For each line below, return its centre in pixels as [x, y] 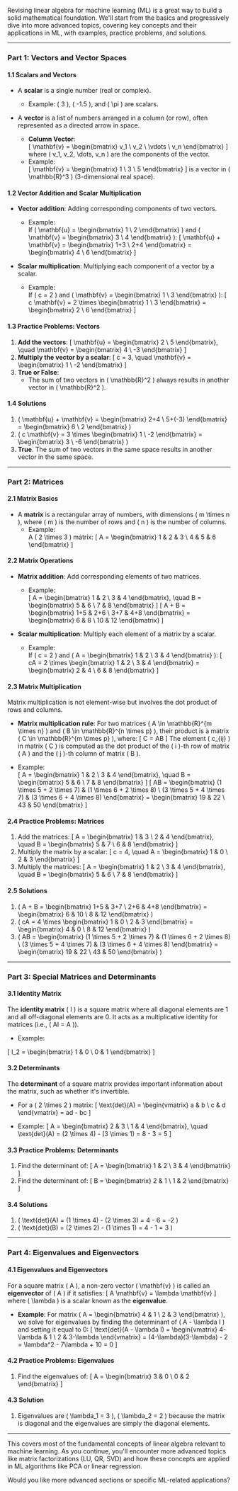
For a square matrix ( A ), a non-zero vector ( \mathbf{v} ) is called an [109, 1286]
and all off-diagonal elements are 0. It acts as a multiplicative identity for [113, 1016]
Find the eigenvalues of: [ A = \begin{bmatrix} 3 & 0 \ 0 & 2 [103, 1376]
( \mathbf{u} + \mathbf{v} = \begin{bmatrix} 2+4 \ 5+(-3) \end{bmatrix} [123, 419]
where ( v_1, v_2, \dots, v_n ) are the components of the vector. [119, 154]
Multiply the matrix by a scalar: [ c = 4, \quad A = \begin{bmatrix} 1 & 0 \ [123, 852]
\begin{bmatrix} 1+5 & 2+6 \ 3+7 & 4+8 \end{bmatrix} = [109, 613]
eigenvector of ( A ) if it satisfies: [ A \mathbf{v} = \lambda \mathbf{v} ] [112, 1293]
